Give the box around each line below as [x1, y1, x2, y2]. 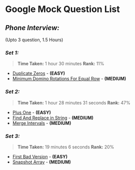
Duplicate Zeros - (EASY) [12, 70, 65, 76]
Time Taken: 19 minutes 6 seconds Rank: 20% [17, 144, 114, 150]
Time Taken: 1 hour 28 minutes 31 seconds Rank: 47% [17, 99, 131, 106]
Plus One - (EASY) [12, 109, 51, 115]
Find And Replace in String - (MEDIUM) [12, 114, 94, 121]
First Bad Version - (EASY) [12, 153, 68, 159]
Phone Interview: [5, 24, 60, 32]
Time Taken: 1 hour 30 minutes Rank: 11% [17, 61, 104, 67]
